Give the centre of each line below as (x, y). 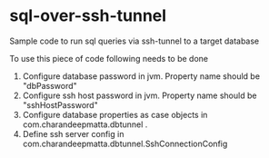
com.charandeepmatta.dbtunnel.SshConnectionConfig (125, 143)
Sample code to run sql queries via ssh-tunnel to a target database (134, 41)
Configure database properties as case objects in (115, 114)
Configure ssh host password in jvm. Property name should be (139, 95)
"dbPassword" (50, 85)
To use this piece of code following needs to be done (109, 58)
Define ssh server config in (73, 133)
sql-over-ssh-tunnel (88, 16)
